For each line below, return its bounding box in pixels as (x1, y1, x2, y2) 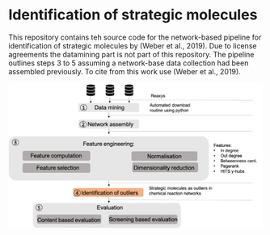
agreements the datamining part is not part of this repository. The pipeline (8, 49, 255, 59)
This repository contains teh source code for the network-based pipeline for (8, 32, 262, 42)
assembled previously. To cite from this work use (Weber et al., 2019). (8, 66, 241, 76)
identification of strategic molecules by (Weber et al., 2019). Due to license (8, 40, 257, 50)
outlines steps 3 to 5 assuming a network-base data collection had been (8, 58, 249, 68)
